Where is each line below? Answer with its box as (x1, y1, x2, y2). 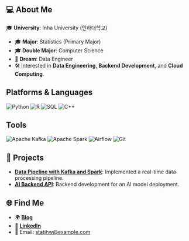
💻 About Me (6, 5, 53, 15)
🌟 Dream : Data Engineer (14, 55, 73, 62)
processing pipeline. (14, 175, 64, 182)
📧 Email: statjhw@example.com (14, 229, 91, 236)
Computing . (14, 70, 44, 78)
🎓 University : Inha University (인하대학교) (6, 24, 108, 31)
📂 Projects (6, 152, 44, 163)
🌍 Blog (14, 214, 33, 221)
